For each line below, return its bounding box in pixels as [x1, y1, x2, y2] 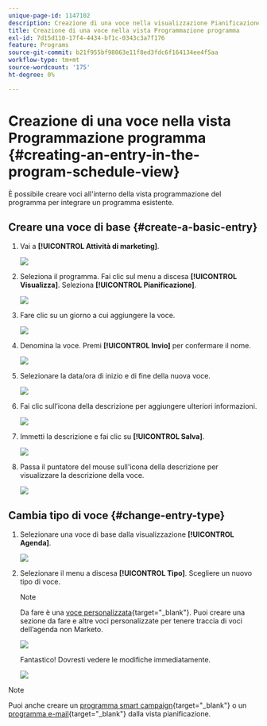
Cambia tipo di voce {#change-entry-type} [8, 508, 225, 522]
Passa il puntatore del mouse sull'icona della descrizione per [19, 462, 219, 472]
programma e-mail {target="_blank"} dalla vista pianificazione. [8, 709, 211, 719]
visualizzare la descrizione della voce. [19, 471, 145, 480]
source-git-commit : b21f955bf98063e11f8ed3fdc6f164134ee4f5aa [8, 49, 219, 56]
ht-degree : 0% [8, 71, 56, 79]
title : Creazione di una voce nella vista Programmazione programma [8, 26, 240, 34]
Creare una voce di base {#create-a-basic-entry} [8, 220, 258, 234]
